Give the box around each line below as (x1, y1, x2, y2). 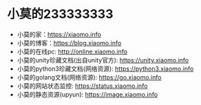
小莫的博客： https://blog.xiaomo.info (17, 38, 122, 47)
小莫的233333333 (7, 6, 114, 22)
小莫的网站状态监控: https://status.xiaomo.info (17, 82, 148, 90)
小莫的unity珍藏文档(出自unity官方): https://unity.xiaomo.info (17, 56, 189, 64)
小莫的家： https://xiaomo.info (17, 30, 102, 38)
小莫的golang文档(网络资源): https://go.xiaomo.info (17, 73, 162, 81)
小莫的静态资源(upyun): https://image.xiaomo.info (17, 90, 158, 98)
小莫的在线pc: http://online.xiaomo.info (17, 47, 128, 56)
